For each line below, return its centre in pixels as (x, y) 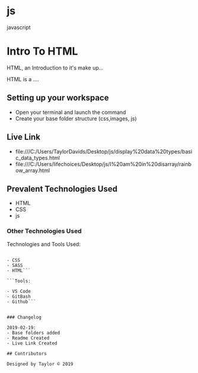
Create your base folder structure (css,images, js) (76, 118)
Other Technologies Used (44, 231)
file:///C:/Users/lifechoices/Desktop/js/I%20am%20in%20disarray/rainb (103, 164)
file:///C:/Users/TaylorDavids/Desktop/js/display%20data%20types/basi (104, 151)
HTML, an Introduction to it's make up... (55, 68)
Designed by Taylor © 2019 (40, 364)
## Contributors (27, 353)
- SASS (15, 265)
